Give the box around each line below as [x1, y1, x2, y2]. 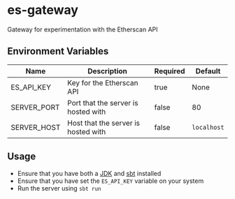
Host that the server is [67, 118, 141, 128]
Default [195, 66, 221, 75]
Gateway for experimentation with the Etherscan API [7, 25, 159, 34]
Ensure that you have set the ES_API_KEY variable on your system [17, 177, 204, 185]
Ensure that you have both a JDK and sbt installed [17, 169, 162, 177]
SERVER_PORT [10, 102, 60, 112]
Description [87, 66, 128, 75]
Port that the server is [67, 98, 138, 108]
